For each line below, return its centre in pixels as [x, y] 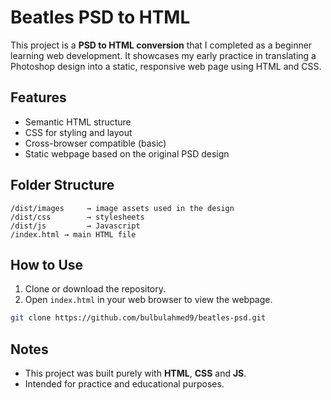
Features [38, 97]
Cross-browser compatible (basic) [95, 143]
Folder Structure [62, 185]
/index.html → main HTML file [73, 234]
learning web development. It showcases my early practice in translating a [163, 55]
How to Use [47, 264]
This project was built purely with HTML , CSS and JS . [135, 373]
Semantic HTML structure [78, 122]
